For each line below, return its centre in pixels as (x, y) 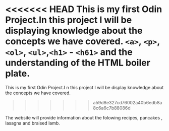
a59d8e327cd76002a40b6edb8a (128, 102)
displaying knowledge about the (74, 31)
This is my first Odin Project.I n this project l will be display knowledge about (84, 87)
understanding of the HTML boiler (78, 63)
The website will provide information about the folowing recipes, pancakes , (84, 117)
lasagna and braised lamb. (33, 123)
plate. (18, 74)
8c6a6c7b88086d (112, 108)
